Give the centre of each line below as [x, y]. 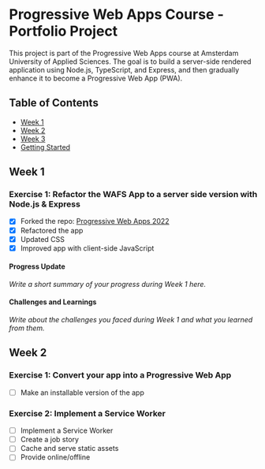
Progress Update [37, 266]
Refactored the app [52, 230]
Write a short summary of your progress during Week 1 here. [108, 284]
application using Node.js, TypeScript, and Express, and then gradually [124, 69]
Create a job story [50, 440]
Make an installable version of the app [82, 393]
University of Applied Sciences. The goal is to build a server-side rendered [130, 61]
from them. [27, 328]
